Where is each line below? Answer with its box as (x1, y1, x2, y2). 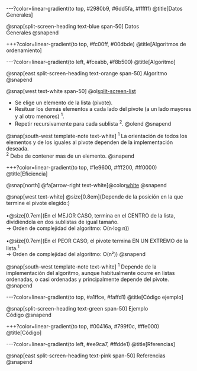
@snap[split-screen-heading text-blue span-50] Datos (6, 23, 140, 30)
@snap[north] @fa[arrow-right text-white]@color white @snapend (6, 181, 167, 188)
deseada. (6, 145, 29, 152)
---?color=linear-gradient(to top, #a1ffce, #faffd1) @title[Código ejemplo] (6, 293, 183, 300)
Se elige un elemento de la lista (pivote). (14, 99, 113, 106)
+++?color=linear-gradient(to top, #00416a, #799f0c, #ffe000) (6, 322, 160, 330)
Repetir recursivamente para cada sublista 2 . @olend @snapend (14, 119, 172, 127)
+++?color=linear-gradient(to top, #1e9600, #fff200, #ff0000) (6, 164, 157, 171)
